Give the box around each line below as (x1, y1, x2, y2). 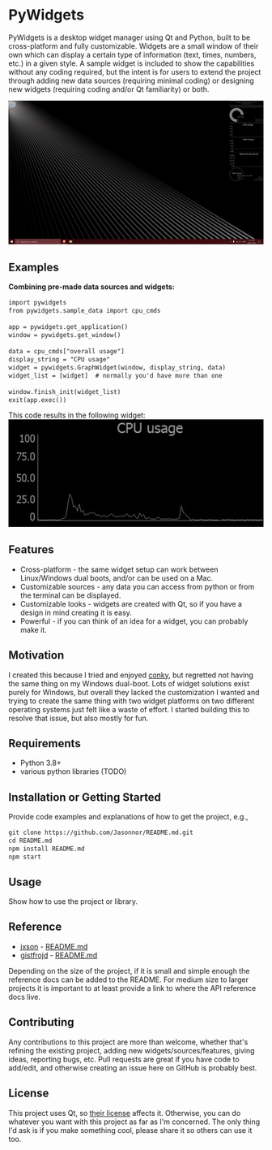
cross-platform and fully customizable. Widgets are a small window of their (8, 41, 259, 50)
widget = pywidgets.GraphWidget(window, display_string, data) (8, 364, 227, 372)
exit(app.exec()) (8, 396, 67, 404)
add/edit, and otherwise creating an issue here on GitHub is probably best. (8, 1062, 257, 1073)
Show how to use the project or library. (8, 897, 138, 906)
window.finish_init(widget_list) (8, 388, 121, 396)
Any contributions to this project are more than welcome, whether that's (8, 1037, 249, 1047)
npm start (8, 853, 42, 862)
